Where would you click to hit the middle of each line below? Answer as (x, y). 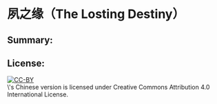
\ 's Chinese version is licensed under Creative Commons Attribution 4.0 (108, 87)
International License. (38, 94)
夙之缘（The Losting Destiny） (96, 14)
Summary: (30, 40)
